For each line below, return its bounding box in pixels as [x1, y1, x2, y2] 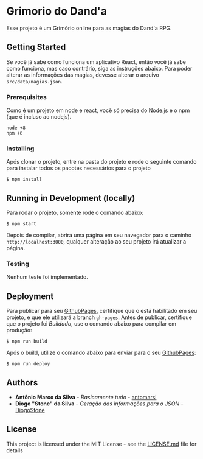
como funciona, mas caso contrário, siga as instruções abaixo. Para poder [6, 65, 193, 72]
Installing [6, 144, 35, 153]
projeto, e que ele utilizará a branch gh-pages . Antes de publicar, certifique [6, 314, 193, 321]
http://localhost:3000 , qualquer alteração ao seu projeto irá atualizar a [6, 238, 187, 245]
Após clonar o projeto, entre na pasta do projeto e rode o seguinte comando [6, 158, 197, 166]
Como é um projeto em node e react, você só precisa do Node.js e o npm [6, 107, 190, 114]
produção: [6, 327, 32, 334]
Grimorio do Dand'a [6, 4, 108, 18]
